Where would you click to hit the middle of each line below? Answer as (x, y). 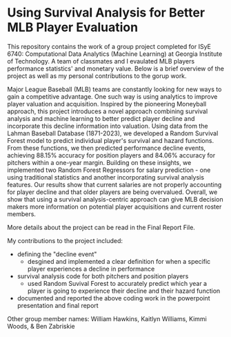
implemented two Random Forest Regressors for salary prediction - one (109, 170)
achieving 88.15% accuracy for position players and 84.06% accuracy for (111, 155)
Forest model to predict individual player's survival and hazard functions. (111, 140)
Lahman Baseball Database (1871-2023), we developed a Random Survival (113, 133)
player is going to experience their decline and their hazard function (124, 291)
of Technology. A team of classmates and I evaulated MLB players (101, 61)
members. (22, 214)
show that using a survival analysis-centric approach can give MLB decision (115, 199)
